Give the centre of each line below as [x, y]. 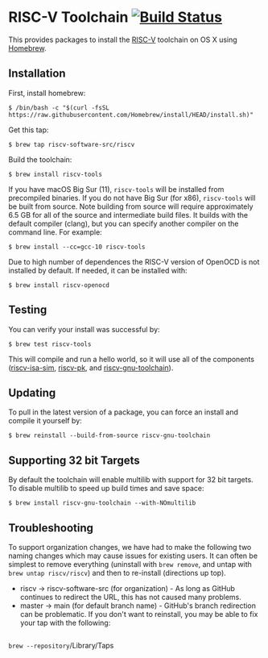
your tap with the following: [65, 623]
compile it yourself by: [45, 421]
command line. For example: [55, 232]
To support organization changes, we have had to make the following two [130, 547]
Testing [28, 310]
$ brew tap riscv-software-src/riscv [72, 144]
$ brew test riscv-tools [50, 344]
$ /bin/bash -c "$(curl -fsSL [59, 108]
